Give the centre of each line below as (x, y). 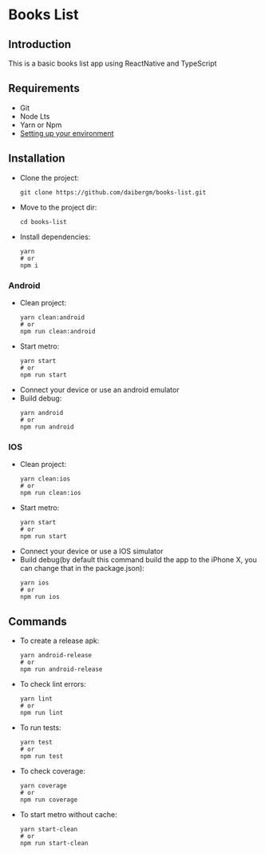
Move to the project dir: (58, 207)
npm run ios (40, 597)
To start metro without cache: (68, 815)
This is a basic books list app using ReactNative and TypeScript (113, 63)
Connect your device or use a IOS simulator (91, 551)
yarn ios (34, 583)
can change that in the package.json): (82, 569)
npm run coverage (49, 800)
